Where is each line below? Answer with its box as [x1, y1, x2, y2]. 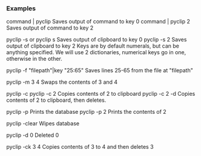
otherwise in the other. [6, 55, 62, 63]
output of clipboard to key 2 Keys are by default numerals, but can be [6, 42, 180, 49]
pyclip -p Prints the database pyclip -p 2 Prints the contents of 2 [6, 108, 166, 116]
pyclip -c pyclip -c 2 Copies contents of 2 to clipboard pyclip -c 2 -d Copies [6, 90, 196, 98]
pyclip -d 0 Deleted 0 [6, 131, 59, 139]
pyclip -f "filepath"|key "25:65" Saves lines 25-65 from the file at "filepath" [6, 67, 194, 74]
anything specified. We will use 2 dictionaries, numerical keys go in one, [6, 49, 186, 56]
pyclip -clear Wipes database [6, 120, 80, 127]
